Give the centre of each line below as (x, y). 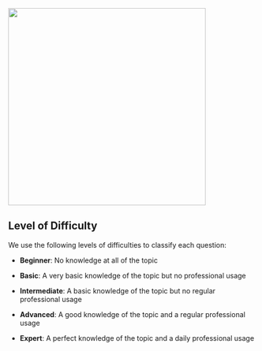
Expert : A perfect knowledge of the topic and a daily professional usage (137, 338)
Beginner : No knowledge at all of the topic (88, 260)
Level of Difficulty (53, 226)
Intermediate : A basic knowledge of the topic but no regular (117, 290)
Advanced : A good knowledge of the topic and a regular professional (133, 314)
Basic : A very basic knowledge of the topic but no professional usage (133, 275)
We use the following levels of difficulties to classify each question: (118, 245)
